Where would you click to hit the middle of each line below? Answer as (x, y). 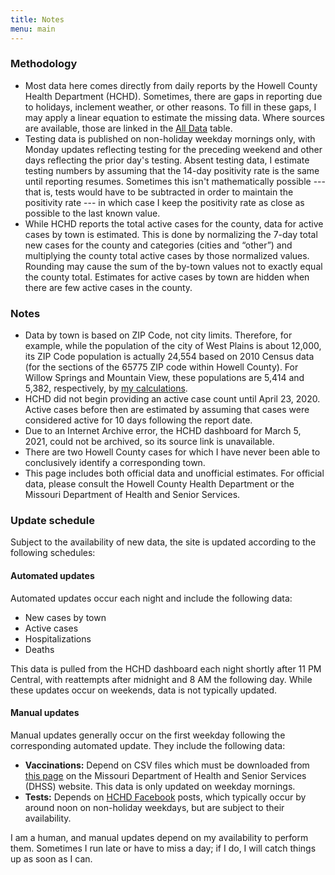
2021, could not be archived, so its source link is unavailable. (149, 442)
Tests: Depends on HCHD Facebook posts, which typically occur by (165, 797)
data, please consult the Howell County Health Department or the (159, 484)
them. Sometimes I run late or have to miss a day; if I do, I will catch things (163, 848)
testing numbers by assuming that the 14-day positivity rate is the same (172, 170)
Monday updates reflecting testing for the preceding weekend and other (173, 149)
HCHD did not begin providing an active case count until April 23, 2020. (172, 399)
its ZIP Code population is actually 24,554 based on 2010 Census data (169, 357)
